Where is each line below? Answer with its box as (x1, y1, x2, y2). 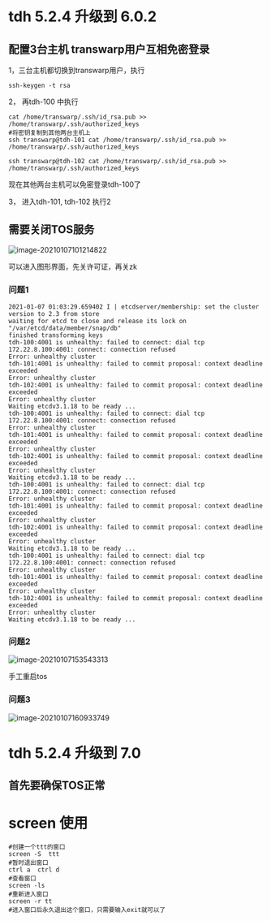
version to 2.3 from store (8, 310, 100, 318)
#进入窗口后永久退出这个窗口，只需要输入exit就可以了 (8, 906, 166, 915)
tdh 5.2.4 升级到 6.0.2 (8, 7, 157, 26)
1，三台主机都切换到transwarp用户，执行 (8, 66, 145, 75)
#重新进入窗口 (8, 890, 49, 898)
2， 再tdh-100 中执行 (8, 97, 79, 106)
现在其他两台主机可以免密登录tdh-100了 (8, 179, 142, 189)
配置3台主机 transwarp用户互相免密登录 (8, 42, 210, 56)
